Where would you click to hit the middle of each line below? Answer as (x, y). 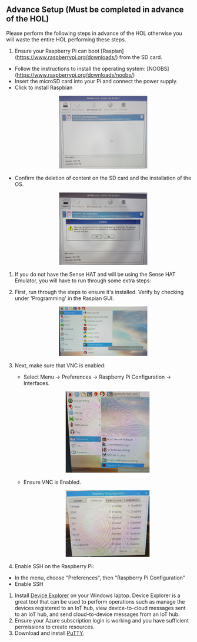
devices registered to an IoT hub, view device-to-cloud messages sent (100, 608)
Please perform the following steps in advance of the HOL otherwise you (94, 33)
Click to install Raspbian (44, 87)
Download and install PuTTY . (49, 633)
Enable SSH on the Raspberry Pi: (54, 566)
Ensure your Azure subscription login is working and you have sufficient (102, 621)
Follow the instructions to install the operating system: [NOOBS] (92, 69)
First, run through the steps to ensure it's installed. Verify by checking (99, 292)
